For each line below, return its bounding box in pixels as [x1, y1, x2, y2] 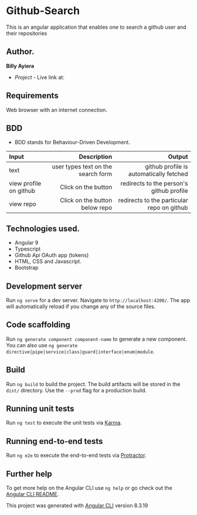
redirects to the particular [118, 196, 188, 205]
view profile [9, 179, 42, 188]
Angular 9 [14, 239, 39, 246]
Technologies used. [6, 223, 80, 233]
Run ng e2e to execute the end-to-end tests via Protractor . [6, 452, 147, 459]
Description [79, 153, 113, 161]
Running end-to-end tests [6, 436, 103, 446]
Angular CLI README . [6, 491, 59, 498]
